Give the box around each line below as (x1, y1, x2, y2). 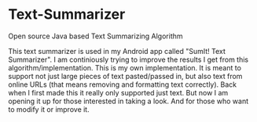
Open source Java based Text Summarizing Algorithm (8, 31, 183, 41)
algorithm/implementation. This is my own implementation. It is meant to (8, 63, 242, 72)
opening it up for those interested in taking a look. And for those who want (8, 96, 249, 106)
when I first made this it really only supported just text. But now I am (8, 88, 229, 97)
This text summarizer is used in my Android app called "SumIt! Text (8, 46, 226, 56)
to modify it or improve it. (8, 104, 90, 114)
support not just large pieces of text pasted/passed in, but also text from (8, 71, 243, 81)
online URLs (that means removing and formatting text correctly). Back (8, 80, 237, 89)
